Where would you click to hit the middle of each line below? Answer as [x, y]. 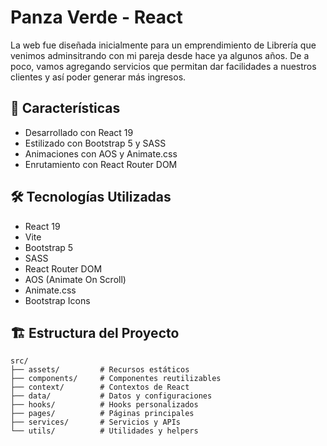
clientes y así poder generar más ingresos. [98, 77]
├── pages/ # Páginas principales [102, 414]
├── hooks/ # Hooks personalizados [104, 405]
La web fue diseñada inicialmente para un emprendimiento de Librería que [163, 45]
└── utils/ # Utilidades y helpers [104, 431]
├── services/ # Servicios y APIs [96, 422]
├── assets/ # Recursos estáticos [100, 370]
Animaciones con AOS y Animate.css [101, 153]
